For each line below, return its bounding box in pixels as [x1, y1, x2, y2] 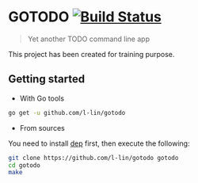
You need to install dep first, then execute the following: [8, 139, 190, 148]
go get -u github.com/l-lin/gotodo [8, 109, 126, 116]
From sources [19, 123, 65, 132]
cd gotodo [8, 161, 41, 170]
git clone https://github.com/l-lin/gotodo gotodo [8, 154, 179, 162]
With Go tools [19, 93, 65, 103]
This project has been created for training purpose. [8, 49, 175, 59]
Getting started [8, 72, 86, 86]
